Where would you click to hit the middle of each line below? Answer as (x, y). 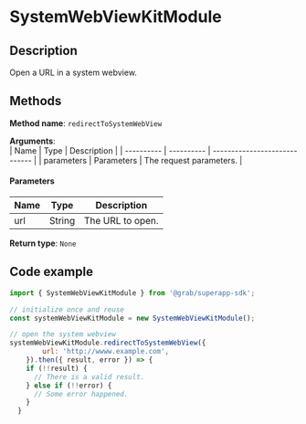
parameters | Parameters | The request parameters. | (143, 160)
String (62, 221)
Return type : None (43, 243)
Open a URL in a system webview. (73, 72)
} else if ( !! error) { (69, 386)
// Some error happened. (81, 394)
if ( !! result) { (57, 368)
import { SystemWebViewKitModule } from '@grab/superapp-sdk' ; (132, 293)
